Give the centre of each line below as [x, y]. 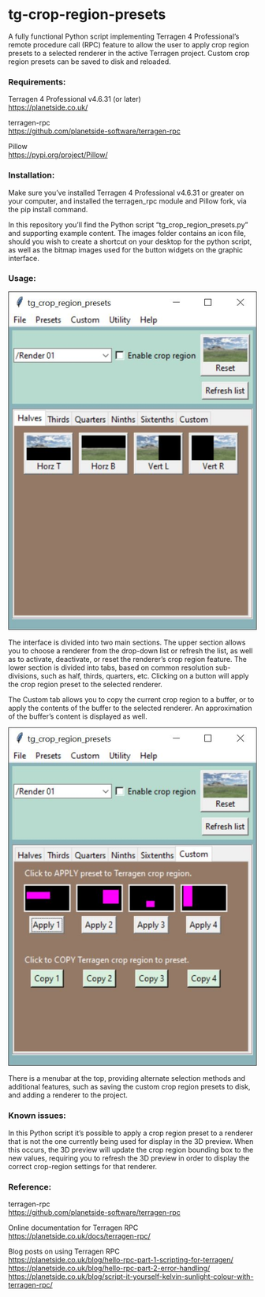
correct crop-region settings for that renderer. [83, 1166]
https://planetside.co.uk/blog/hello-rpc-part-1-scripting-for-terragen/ [121, 1259]
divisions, [24, 676]
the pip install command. [48, 209]
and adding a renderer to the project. [68, 1095]
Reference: [30, 1187]
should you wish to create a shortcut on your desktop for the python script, [130, 241]
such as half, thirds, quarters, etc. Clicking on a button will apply [145, 676]
